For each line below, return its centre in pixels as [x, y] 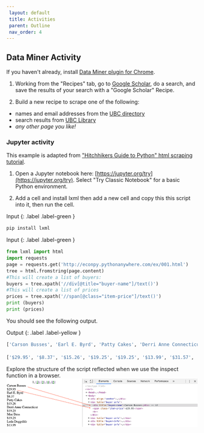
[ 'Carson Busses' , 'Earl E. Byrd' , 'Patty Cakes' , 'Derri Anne [88, 344]
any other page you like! [46, 127]
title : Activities [32, 19]
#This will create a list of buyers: [54, 277]
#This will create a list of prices [53, 290]
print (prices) [25, 309]
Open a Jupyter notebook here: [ [56, 173]
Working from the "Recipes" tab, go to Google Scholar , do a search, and [105, 84]
